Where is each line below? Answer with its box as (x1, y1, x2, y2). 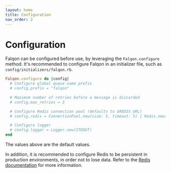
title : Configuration (5, 12, 51, 17)
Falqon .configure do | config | (5, 76, 70, 81)
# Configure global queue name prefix (10, 81, 93, 86)
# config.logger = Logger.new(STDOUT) (10, 128, 93, 133)
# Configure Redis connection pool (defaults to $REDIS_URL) (10, 109, 142, 114)
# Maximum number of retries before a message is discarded (10, 95, 140, 100)
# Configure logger (10, 123, 51, 128)
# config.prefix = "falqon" (10, 86, 70, 91)
